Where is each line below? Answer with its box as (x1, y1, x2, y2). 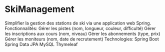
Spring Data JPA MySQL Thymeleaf (4, 41, 78, 47)
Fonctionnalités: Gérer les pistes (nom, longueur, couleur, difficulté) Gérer (4, 25, 156, 31)
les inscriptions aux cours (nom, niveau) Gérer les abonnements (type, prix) (4, 30, 160, 36)
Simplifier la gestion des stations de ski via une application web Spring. (4, 20, 151, 26)
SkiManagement (4, 3, 74, 15)
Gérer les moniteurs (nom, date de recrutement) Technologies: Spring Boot (4, 36, 159, 42)
